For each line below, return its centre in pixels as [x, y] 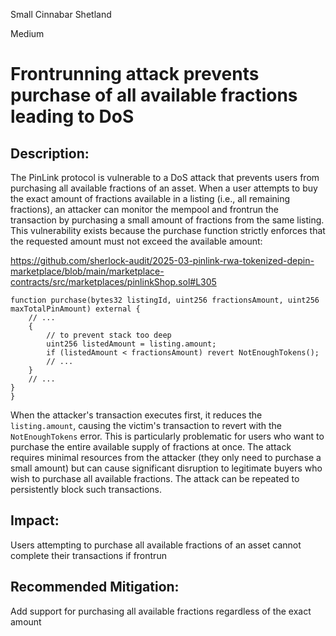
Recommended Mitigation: [95, 587]
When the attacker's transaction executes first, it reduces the [136, 415]
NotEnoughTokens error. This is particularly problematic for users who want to [167, 436]
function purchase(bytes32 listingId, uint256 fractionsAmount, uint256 [165, 300]
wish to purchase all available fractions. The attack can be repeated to [155, 478]
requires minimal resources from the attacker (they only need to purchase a [166, 457]
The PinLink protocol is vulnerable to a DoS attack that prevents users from [165, 177]
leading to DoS [72, 116]
